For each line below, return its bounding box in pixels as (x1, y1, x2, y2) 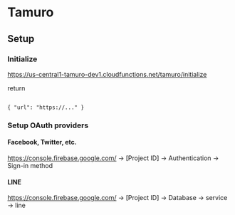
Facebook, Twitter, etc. (7, 138, 77, 147)
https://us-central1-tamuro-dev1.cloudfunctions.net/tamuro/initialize (7, 70, 207, 78)
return (7, 83, 26, 93)
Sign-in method (7, 162, 53, 169)
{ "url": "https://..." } (7, 104, 84, 111)
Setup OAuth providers (7, 120, 89, 130)
